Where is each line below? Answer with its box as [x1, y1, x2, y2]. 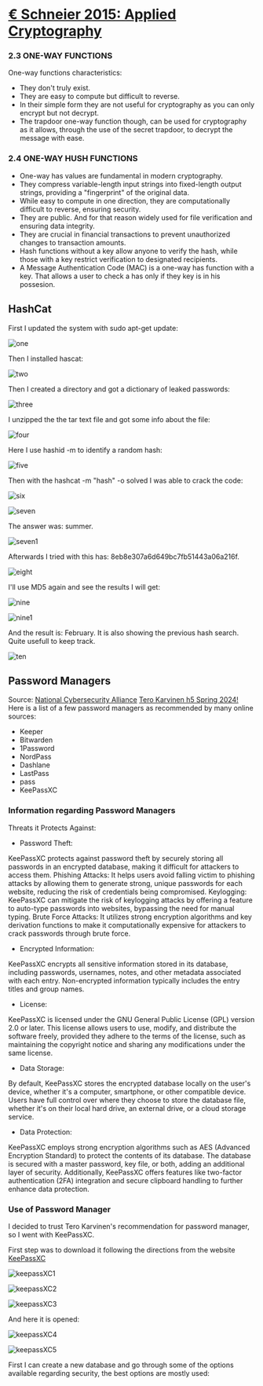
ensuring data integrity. [19, 221, 96, 230]
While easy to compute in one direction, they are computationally [19, 196, 230, 205]
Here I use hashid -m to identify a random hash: [8, 445, 163, 454]
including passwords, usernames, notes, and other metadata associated [8, 967, 242, 976]
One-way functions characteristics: [8, 68, 122, 78]
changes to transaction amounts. [19, 237, 126, 247]
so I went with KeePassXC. [8, 1230, 95, 1239]
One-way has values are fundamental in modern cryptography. [19, 171, 224, 180]
